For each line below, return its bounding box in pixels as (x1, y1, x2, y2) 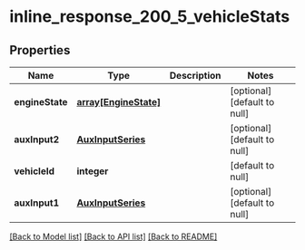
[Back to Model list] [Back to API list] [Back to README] (9, 231, 218, 242)
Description (169, 70, 221, 82)
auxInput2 (14, 133, 60, 146)
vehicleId (14, 165, 54, 178)
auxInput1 (14, 197, 60, 209)
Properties (9, 43, 71, 58)
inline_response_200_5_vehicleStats (9, 6, 290, 27)
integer (76, 165, 109, 178)
